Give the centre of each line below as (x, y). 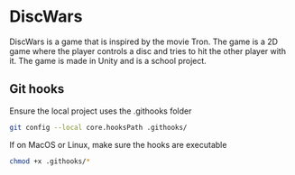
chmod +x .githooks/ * (50, 161)
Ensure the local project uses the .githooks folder (101, 111)
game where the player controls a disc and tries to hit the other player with (148, 51)
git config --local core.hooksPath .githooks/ (98, 127)
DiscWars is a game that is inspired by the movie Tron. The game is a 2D (143, 41)
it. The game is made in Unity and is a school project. (108, 60)
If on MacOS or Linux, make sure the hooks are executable (118, 144)
